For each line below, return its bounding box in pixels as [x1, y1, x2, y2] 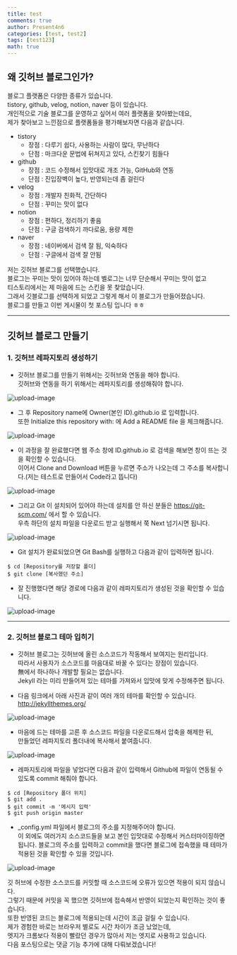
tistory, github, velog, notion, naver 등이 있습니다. [7, 100, 148, 108]
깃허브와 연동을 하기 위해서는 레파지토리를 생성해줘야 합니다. [17, 379, 184, 388]
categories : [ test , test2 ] [7, 30, 87, 38]
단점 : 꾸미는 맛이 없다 [28, 200, 89, 208]
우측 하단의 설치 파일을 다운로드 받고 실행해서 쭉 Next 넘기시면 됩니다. [17, 518, 210, 527]
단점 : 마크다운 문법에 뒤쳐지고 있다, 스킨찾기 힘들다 [28, 149, 169, 158]
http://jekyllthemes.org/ [17, 699, 87, 708]
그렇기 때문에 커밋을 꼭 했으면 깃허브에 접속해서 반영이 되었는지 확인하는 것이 [7, 896, 219, 904]
